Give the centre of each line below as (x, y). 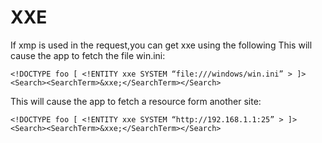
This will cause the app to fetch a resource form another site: (136, 101)
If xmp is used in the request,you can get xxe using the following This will (161, 45)
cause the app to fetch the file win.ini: (88, 55)
